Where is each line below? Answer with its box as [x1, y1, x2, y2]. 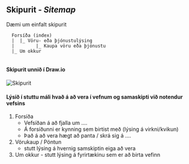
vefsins [6, 99, 25, 107]
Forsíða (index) [11, 32, 52, 38]
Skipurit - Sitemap [6, 5, 76, 15]
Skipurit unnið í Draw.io [6, 66, 66, 73]
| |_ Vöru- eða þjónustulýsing [11, 37, 93, 44]
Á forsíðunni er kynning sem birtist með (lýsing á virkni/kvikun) [23, 126, 179, 133]
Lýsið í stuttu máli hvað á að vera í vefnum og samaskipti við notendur [6, 93, 183, 100]
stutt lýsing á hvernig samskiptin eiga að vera [23, 145, 136, 152]
